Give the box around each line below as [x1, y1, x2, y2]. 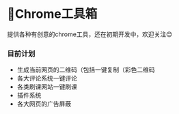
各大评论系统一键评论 [16, 74, 77, 83]
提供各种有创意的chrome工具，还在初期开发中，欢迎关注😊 [7, 30, 173, 38]
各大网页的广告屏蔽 [16, 100, 72, 108]
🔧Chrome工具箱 [7, 6, 98, 22]
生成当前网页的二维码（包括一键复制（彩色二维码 [16, 66, 155, 74]
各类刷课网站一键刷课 [16, 83, 77, 91]
